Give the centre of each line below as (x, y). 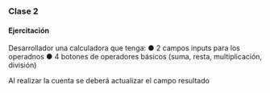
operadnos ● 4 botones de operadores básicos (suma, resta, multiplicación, (135, 57)
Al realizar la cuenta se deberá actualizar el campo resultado (109, 81)
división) (23, 65)
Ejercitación (29, 30)
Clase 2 (23, 11)
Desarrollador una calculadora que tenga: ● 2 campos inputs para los (124, 48)
